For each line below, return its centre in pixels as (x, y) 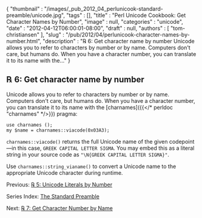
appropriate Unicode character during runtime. (65, 172)
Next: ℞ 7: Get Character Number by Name (60, 208)
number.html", (24, 41)
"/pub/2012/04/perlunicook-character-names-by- (128, 35)
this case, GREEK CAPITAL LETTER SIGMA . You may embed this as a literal (106, 148)
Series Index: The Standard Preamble (53, 196)
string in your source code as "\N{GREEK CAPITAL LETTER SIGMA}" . (88, 154)
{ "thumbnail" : (25, 9)
